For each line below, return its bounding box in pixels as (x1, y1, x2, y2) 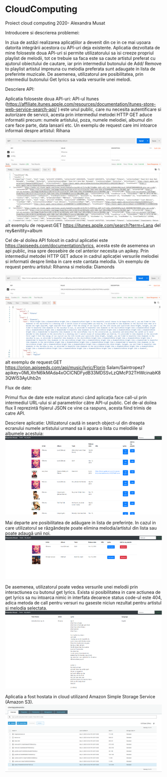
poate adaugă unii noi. (5, 530, 51, 537)
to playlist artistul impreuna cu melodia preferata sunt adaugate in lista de (5, 66, 156, 72)
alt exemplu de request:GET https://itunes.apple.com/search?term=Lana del (5, 222, 161, 228)
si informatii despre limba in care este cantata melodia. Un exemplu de (5, 258, 150, 264)
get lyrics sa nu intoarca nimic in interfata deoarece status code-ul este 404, (5, 594, 162, 600)
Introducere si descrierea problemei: (5, 29, 80, 35)
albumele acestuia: (5, 430, 44, 437)
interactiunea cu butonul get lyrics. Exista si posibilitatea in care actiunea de (5, 589, 161, 595)
